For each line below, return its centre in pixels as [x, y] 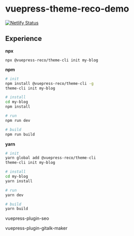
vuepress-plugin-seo [27, 218]
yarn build [17, 209]
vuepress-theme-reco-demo [67, 9]
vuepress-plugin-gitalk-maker [36, 228]
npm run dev [18, 120]
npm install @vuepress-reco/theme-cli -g [50, 83]
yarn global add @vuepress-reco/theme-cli [51, 158]
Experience [24, 39]
